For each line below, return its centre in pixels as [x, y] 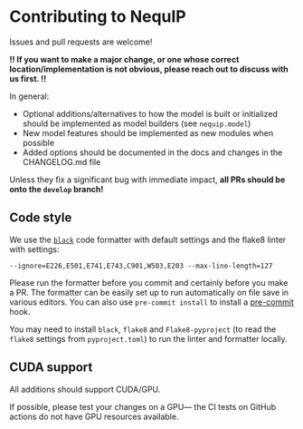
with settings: [35, 249]
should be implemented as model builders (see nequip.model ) [137, 123]
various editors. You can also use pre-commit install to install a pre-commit [151, 302]
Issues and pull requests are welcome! [81, 42]
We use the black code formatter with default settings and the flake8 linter [148, 239]
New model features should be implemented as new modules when [148, 132]
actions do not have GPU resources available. [94, 416]
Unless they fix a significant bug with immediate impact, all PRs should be [147, 180]
